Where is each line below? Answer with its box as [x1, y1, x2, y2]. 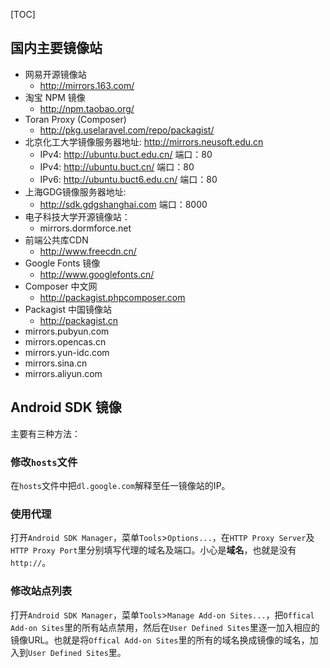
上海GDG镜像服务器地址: [24, 185, 127, 198]
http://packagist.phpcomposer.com [39, 291, 186, 303]
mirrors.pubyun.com [24, 325, 110, 337]
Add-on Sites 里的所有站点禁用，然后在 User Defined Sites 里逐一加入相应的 [10, 621, 320, 633]
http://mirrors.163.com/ [39, 79, 135, 91]
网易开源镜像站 [24, 68, 87, 80]
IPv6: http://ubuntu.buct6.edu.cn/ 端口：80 [39, 173, 218, 185]
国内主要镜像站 [10, 40, 103, 57]
